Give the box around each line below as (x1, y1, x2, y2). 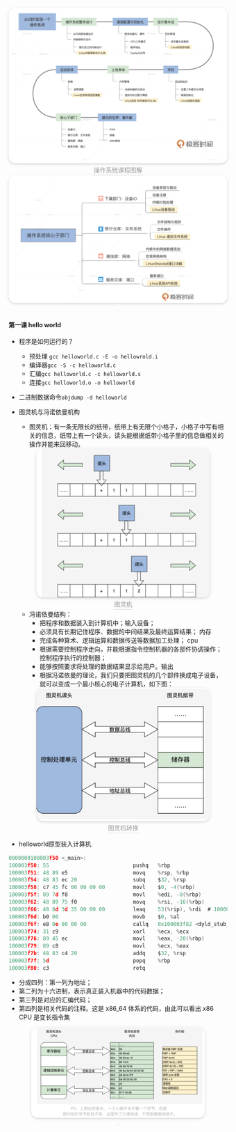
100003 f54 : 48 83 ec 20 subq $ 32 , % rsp (8, 876, 187, 883)
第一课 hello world (8, 320, 62, 329)
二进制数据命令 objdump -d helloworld (18, 393, 128, 402)
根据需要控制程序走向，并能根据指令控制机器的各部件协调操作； (39, 645, 222, 654)
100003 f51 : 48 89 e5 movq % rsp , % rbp (8, 869, 189, 876)
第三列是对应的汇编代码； (18, 996, 92, 1004)
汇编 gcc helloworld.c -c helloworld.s (28, 370, 142, 378)
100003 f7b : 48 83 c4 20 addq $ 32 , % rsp (8, 950, 187, 957)
